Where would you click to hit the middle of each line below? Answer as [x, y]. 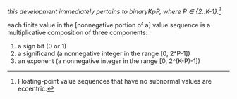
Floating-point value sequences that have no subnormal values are [115, 81]
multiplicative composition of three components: [78, 32]
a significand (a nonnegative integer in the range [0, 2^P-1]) [104, 53]
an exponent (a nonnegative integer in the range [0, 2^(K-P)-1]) [109, 61]
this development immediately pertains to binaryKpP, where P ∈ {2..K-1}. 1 [114, 11]
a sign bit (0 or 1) [42, 46]
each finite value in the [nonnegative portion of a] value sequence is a [109, 25]
